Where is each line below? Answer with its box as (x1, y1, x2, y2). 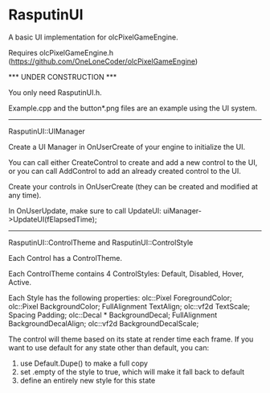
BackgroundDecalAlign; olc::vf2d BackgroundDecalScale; (8, 318, 199, 328)
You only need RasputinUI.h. (8, 87, 102, 97)
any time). (8, 190, 42, 200)
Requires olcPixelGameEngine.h (8, 48, 114, 57)
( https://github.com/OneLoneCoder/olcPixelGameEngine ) (8, 56, 198, 66)
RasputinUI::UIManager (8, 126, 86, 136)
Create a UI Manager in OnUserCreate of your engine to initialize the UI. (8, 142, 246, 151)
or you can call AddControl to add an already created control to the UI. (8, 166, 241, 176)
